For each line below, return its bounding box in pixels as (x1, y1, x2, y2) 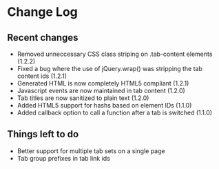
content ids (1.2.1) (17, 72, 67, 80)
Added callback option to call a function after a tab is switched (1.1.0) (17, 108, 212, 117)
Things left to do (7, 128, 79, 140)
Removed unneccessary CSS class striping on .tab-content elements (17, 50, 213, 58)
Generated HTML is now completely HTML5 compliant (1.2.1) (17, 79, 189, 87)
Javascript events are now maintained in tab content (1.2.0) (17, 87, 186, 95)
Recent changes (7, 32, 79, 43)
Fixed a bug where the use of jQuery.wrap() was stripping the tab (17, 65, 203, 72)
